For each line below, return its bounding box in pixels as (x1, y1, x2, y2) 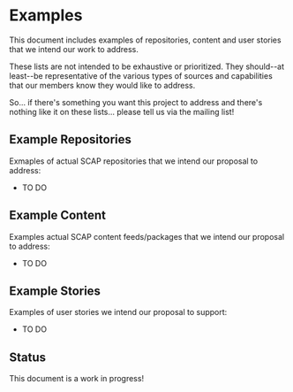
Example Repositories (9, 132, 132, 147)
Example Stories (9, 283, 101, 298)
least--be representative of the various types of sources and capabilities (9, 70, 274, 81)
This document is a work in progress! (9, 373, 144, 384)
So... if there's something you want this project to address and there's (9, 96, 263, 107)
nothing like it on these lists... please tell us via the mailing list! (9, 106, 235, 117)
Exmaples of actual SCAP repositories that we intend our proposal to (9, 156, 259, 166)
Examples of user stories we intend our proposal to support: (9, 307, 228, 318)
